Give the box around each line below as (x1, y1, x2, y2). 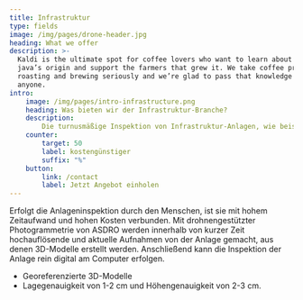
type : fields (9, 22, 59, 31)
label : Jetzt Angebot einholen (41, 181, 160, 190)
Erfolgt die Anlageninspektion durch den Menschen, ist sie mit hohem (9, 205, 268, 216)
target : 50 (41, 139, 83, 148)
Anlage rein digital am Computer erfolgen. (9, 253, 165, 264)
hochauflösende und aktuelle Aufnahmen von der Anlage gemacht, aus (9, 234, 274, 245)
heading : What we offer (9, 38, 99, 48)
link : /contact (41, 172, 99, 181)
